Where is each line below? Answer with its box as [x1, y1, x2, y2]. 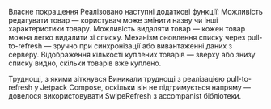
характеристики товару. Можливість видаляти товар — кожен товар [8, 24, 246, 33]
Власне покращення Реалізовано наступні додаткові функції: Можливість [8, 7, 263, 16]
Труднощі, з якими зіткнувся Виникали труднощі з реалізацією [8, 74, 225, 83]
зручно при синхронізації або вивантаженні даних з [53, 41, 233, 51]
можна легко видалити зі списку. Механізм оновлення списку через [8, 32, 246, 42]
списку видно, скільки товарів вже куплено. [8, 58, 162, 68]
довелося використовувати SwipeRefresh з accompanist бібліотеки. [8, 91, 242, 100]
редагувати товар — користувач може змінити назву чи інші [8, 15, 218, 25]
